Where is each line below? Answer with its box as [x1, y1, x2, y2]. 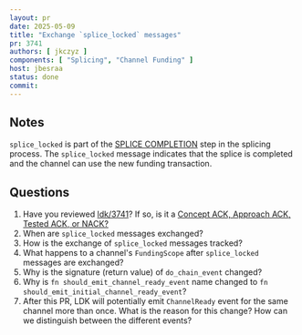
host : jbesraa [9, 65, 64, 74]
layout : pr [9, 13, 51, 23]
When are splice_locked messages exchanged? [22, 228, 203, 239]
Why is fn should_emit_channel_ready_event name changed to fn [22, 277, 268, 288]
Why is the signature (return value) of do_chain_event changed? [22, 267, 263, 278]
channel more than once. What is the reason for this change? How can [22, 306, 288, 317]
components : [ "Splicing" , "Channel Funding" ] [9, 56, 194, 65]
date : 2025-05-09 [9, 22, 76, 31]
